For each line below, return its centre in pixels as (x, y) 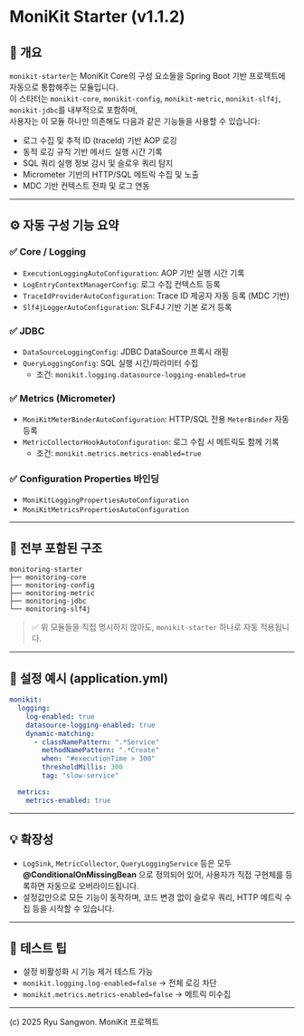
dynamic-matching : (60, 733)
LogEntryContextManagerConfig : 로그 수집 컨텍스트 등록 (121, 284)
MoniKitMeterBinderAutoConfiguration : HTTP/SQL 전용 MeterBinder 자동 (156, 420)
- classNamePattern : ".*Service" (96, 742)
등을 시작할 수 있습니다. (73, 908)
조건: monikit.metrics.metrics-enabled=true (119, 453)
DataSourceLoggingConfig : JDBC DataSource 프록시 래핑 (125, 352)
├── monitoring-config (52, 586)
